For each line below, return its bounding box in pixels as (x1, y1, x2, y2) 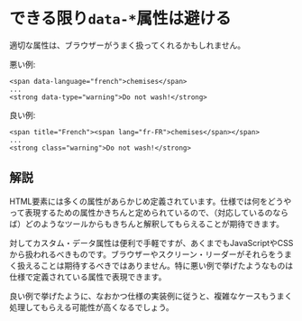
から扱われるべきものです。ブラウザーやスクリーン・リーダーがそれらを (9, 249, 277, 260)
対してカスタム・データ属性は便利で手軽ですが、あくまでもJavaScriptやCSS (9, 237, 294, 248)
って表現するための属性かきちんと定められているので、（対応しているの (9, 206, 273, 217)
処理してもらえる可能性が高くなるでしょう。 (9, 301, 174, 312)
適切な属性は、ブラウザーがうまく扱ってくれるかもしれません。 (9, 40, 246, 50)
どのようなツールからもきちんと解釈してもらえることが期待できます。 (24, 218, 285, 229)
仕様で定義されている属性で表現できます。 (9, 271, 167, 282)
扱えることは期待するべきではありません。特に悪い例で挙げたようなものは (16, 260, 294, 271)
